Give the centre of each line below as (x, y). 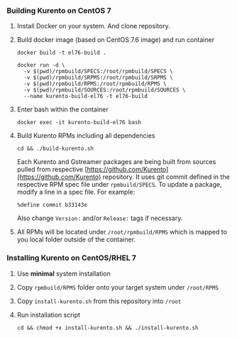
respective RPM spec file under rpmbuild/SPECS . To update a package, (119, 185)
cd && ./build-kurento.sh (55, 149)
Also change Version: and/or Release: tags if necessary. (100, 218)
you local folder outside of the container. (76, 239)
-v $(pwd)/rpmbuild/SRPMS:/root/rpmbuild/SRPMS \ (98, 78)
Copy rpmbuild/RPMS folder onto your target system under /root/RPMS (118, 287)
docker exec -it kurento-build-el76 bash (79, 123)
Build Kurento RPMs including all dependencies (86, 136)
